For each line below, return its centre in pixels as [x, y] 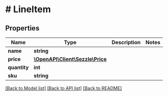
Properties [22, 28]
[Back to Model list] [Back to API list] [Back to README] [64, 88]
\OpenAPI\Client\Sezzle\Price [70, 59]
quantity [18, 67]
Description [126, 42]
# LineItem [28, 9]
